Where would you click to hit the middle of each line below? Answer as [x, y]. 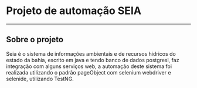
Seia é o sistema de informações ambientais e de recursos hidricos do [91, 53]
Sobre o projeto [35, 40]
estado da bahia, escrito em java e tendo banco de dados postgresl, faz [93, 60]
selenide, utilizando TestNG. [40, 79]
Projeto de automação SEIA [74, 11]
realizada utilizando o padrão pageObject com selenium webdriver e [89, 72]
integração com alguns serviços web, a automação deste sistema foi [89, 66]
